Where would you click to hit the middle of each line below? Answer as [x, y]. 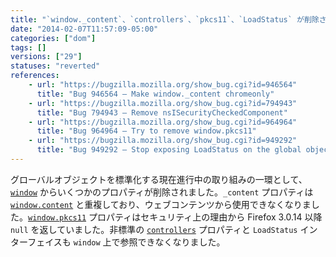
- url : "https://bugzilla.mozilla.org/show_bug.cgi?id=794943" [163, 103]
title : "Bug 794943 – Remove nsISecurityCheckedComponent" [162, 112]
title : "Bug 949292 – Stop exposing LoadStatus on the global [169, 150]
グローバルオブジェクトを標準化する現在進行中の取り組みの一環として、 [159, 179]
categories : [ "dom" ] [53, 38]
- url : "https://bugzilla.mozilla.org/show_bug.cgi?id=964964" [163, 122]
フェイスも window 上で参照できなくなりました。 [126, 242]
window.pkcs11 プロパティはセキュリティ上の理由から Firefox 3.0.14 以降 [175, 217]
